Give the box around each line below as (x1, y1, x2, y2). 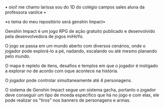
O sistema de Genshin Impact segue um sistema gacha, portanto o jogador (5, 87, 156, 92)
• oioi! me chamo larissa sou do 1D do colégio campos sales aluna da (5, 4, 145, 10)
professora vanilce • (5, 9, 47, 15)
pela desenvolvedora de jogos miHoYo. (5, 34, 84, 39)
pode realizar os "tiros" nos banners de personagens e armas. (5, 97, 131, 103)
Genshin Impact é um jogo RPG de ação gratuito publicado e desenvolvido (5, 28, 155, 34)
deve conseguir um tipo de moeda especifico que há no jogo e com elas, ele (5, 92, 160, 98)
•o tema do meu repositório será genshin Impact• (5, 19, 106, 24)
